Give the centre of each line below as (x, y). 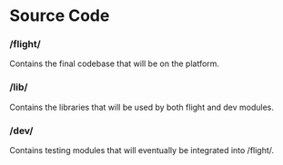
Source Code (60, 16)
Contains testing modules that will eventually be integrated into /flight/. (142, 150)
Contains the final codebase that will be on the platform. (115, 63)
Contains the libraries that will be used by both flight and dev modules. (142, 107)
